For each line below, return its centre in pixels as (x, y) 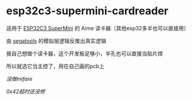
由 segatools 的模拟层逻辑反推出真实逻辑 (56, 40)
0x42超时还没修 (26, 91)
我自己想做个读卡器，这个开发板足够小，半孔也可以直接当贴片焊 (84, 53)
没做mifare (19, 79)
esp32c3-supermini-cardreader (87, 11)
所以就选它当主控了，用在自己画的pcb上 (55, 66)
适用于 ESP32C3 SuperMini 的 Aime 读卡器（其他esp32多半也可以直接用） (98, 28)
